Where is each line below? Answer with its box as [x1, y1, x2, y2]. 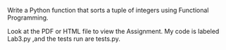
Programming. [7, 13, 49, 22]
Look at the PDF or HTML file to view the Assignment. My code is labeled [7, 27, 220, 35]
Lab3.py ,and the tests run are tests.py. [7, 35, 121, 43]
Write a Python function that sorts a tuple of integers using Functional [7, 6, 209, 14]
